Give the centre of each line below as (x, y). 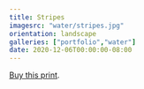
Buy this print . (34, 75)
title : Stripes (37, 17)
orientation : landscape (53, 33)
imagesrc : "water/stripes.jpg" (67, 26)
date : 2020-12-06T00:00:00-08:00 (71, 50)
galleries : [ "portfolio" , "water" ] (73, 42)
